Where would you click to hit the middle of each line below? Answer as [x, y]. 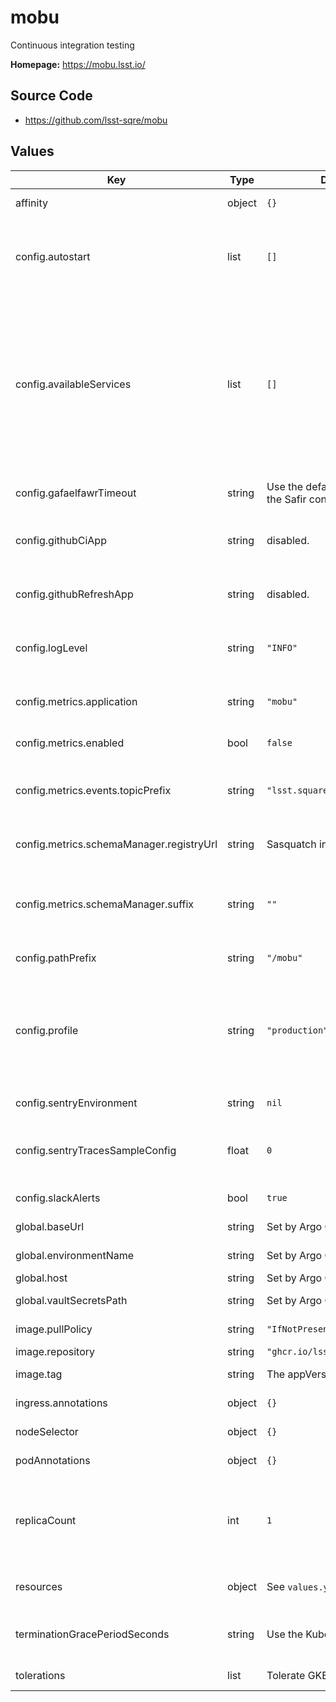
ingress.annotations [61, 1403]
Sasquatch [291, 844]
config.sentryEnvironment [76, 1103]
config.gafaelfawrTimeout [76, 493]
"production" [297, 1030]
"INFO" [282, 647]
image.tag [39, 1374]
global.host [41, 1278]
